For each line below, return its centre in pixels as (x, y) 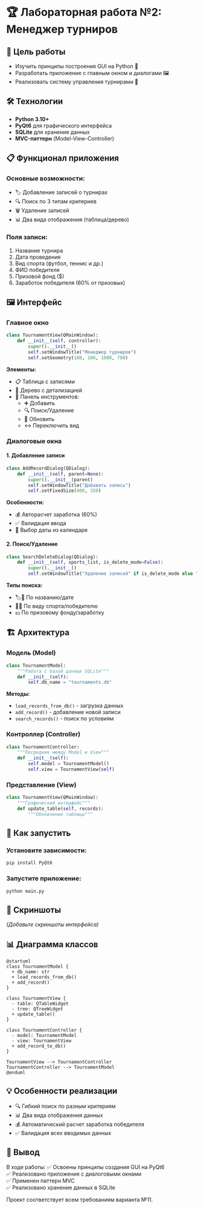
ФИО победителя (37, 270)
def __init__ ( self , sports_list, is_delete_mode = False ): (90, 562)
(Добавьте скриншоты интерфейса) (53, 924)
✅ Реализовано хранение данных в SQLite (61, 1187)
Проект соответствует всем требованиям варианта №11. (79, 1199)
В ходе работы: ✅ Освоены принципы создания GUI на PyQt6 (85, 1167)
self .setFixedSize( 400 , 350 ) (65, 491)
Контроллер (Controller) (43, 734)
